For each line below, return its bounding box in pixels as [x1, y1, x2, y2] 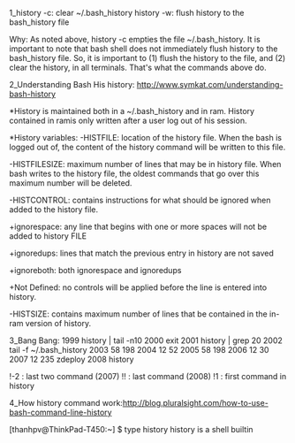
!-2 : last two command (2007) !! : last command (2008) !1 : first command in [9, 371, 287, 381]
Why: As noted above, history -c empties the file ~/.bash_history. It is [9, 34, 261, 44]
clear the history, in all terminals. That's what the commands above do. [9, 62, 267, 73]
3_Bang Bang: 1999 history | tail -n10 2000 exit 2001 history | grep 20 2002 [9, 335, 283, 346]
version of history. [25, 318, 91, 328]
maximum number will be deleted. [9, 178, 132, 188]
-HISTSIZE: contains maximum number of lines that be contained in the [9, 309, 268, 319]
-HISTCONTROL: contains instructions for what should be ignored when [9, 195, 271, 205]
